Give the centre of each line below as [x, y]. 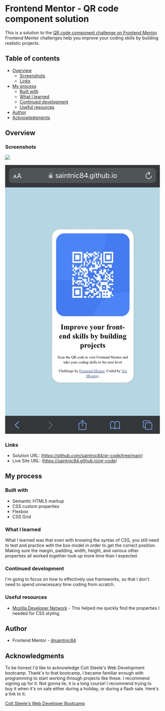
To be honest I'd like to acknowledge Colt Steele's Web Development [75, 668]
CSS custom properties [36, 506]
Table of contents [32, 59]
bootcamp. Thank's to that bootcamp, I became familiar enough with [74, 673]
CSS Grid [21, 517]
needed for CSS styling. [36, 613]
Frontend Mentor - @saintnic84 [44, 641]
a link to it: [15, 694]
